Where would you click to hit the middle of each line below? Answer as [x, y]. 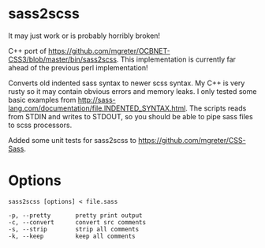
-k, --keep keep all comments [72, 236]
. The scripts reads [216, 108]
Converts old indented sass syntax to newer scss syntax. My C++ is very [127, 83]
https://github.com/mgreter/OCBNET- [110, 51]
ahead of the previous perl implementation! [78, 67]
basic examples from [42, 100]
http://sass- [97, 100]
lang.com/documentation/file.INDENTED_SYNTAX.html [97, 108]
